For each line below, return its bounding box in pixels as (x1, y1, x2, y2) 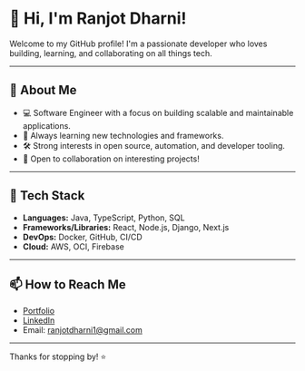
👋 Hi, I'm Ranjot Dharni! (9, 8, 187, 29)
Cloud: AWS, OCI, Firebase (22, 240, 124, 252)
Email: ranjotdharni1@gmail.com (22, 325, 143, 336)
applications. (22, 120, 71, 131)
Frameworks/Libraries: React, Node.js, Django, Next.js (22, 221, 230, 232)
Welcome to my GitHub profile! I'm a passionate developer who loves (9, 38, 268, 49)
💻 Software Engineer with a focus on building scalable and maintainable (22, 107, 294, 118)
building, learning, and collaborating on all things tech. (9, 47, 213, 58)
